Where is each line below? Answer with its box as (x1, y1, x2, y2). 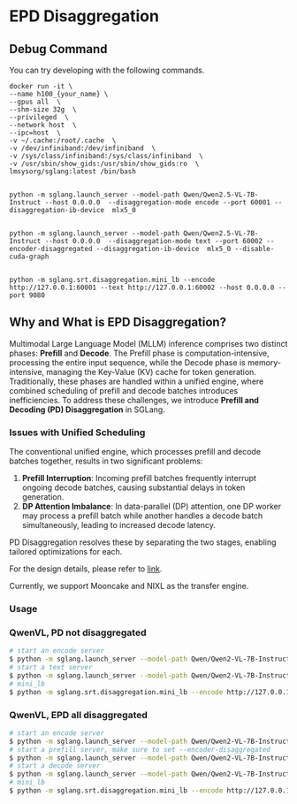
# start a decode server (9, 762, 101, 770)
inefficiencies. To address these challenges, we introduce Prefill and (9, 394, 259, 405)
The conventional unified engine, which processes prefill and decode (9, 447, 262, 457)
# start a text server (9, 663, 93, 672)
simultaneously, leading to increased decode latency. (21, 520, 217, 531)
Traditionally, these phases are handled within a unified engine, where (9, 376, 264, 387)
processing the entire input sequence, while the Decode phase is (9, 356, 246, 368)
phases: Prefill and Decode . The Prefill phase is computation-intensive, (9, 348, 270, 358)
